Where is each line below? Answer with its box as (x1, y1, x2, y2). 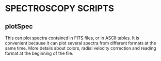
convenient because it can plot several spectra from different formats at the (5, 40, 156, 46)
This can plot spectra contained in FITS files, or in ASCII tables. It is (5, 35, 140, 41)
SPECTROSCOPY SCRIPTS (5, 3, 114, 14)
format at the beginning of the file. (5, 50, 74, 56)
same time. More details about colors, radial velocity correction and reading (5, 46, 157, 51)
